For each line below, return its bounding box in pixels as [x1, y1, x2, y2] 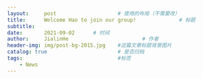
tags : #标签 [7, 55, 132, 62]
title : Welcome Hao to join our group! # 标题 [7, 16, 196, 23]
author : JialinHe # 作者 [7, 36, 159, 43]
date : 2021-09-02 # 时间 [7, 29, 110, 36]
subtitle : [7, 23, 36, 30]
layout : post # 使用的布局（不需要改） [7, 10, 180, 17]
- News [19, 61, 38, 68]
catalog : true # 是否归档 [7, 49, 145, 56]
